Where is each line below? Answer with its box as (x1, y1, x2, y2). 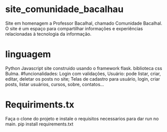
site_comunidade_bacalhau (5, 4, 124, 15)
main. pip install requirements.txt (5, 121, 73, 127)
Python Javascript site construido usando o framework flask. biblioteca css (5, 65, 162, 71)
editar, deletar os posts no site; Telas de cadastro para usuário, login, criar (5, 76, 160, 82)
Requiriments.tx (5, 99, 74, 110)
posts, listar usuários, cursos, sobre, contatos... (5, 81, 105, 87)
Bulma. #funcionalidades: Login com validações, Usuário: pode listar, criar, (5, 71, 161, 77)
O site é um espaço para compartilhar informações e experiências (5, 25, 143, 31)
